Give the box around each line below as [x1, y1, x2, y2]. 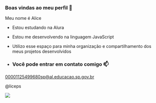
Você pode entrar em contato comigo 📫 [12, 61, 109, 68]
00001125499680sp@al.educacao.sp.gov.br [5, 74, 95, 79]
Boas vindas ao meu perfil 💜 [5, 4, 73, 11]
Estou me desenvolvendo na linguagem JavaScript [12, 34, 114, 40]
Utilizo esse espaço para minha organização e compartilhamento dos [12, 44, 152, 49]
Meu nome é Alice [5, 15, 41, 21]
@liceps [5, 83, 21, 89]
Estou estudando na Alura [12, 25, 64, 30]
